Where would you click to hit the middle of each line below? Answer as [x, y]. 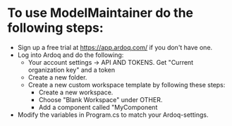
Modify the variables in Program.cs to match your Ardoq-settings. [113, 115]
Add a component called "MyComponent [98, 107]
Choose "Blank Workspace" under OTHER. [100, 99]
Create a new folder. [57, 77]
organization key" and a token [71, 70]
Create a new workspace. [76, 92]
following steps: [55, 28]
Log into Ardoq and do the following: [71, 55]
